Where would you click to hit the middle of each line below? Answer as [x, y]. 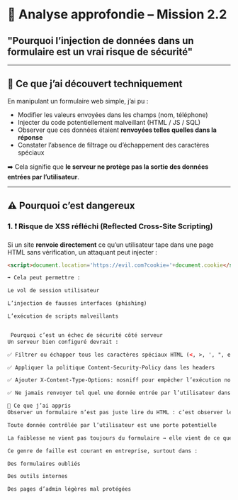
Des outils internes [38, 477]
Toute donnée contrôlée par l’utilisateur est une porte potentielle [112, 425]
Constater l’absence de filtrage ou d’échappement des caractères [113, 145]
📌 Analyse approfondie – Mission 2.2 [117, 15]
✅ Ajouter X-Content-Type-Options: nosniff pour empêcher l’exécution [114, 380]
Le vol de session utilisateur [53, 291]
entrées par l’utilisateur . [44, 177]
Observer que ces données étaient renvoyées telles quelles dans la [117, 130]
